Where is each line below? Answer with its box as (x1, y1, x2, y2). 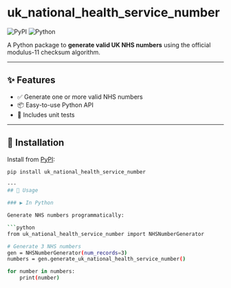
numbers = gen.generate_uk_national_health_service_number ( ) (7, 256, 186, 263)
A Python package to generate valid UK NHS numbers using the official (7, 40, 211, 49)
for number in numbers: (7, 268, 76, 275)
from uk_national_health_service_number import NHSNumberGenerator (7, 230, 205, 237)
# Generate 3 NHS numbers (7, 243, 81, 250)
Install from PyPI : (7, 155, 56, 163)
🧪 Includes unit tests (16, 110, 75, 119)
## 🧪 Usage (7, 187, 38, 194)
